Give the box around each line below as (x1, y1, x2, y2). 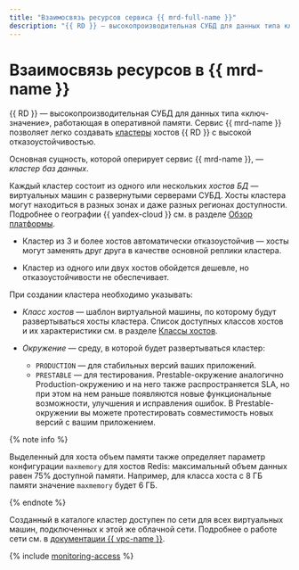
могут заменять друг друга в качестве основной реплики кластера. (21, 245, 282, 256)
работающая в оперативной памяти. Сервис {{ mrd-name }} (53, 118, 282, 128)
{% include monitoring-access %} (9, 550, 134, 562)
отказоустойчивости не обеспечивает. (21, 272, 170, 283)
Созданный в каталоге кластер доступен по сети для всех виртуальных (9, 515, 284, 525)
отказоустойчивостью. (9, 136, 96, 147)
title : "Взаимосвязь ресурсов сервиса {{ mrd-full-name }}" (9, 12, 238, 22)
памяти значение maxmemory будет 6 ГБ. (9, 480, 158, 491)
